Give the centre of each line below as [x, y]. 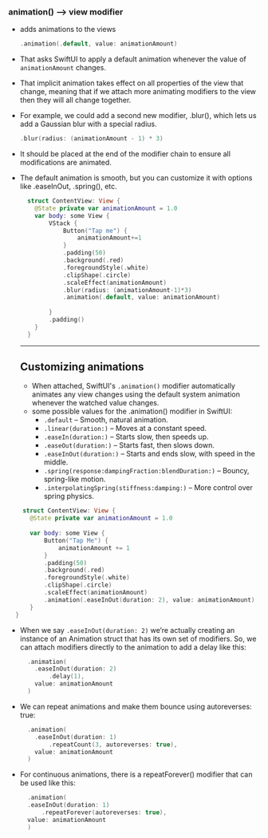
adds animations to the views [68, 30]
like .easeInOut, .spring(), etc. [68, 187]
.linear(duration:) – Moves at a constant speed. [125, 429]
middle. [56, 462]
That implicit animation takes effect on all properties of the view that [132, 83]
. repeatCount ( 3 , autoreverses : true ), [113, 745]
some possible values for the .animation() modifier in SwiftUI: [132, 411]
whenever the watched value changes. [95, 403]
